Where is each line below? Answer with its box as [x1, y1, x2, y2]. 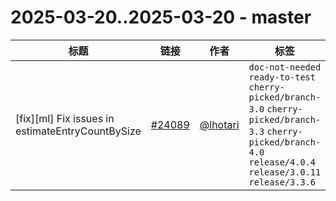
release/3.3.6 [248, 176, 316, 188]
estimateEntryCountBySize [15, 124, 142, 138]
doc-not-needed [248, 61, 322, 73]
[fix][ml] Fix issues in [15, 111, 115, 125]
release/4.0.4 [248, 156, 316, 168]
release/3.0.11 [248, 166, 322, 178]
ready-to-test [248, 71, 316, 83]
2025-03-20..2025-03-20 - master [10, 6, 312, 29]
